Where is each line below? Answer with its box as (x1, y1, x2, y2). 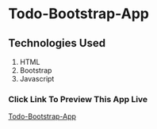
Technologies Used (8, 36, 105, 50)
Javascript (19, 74, 55, 83)
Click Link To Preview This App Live (8, 93, 148, 104)
